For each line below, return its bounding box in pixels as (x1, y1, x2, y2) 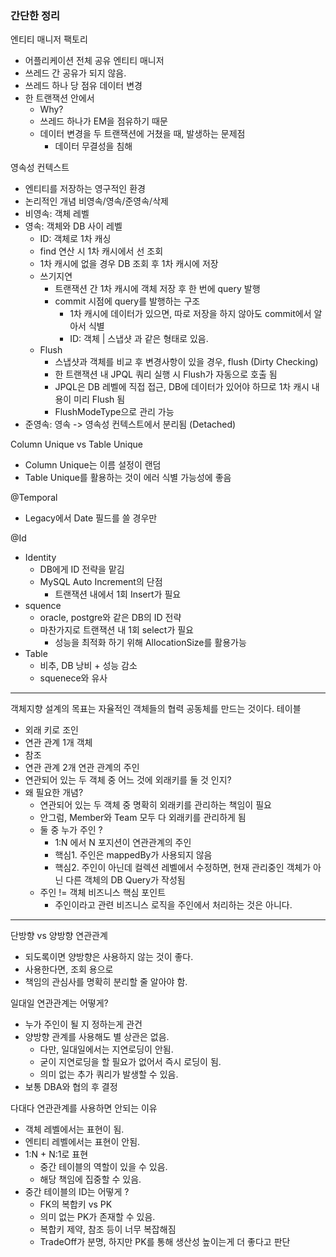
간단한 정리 (10, 8, 61, 22)
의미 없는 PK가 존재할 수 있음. (39, 1211, 156, 1223)
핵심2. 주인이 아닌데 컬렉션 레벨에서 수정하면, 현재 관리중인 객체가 (54, 862, 312, 874)
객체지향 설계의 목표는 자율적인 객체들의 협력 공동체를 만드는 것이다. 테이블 (10, 703, 302, 715)
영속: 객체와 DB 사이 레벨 (24, 220, 123, 232)
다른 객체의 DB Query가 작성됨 (65, 874, 186, 886)
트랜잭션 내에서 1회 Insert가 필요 (54, 588, 182, 601)
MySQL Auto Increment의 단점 (39, 576, 163, 588)
